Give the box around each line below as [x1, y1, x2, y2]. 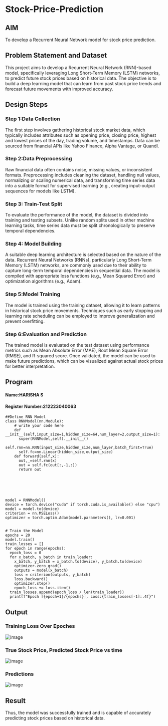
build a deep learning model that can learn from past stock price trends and [5, 80, 161, 86]
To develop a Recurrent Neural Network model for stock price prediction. [5, 37, 156, 43]
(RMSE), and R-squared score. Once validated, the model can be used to [5, 352, 155, 359]
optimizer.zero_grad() [14, 564, 62, 569]
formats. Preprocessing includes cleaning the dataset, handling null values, [5, 172, 160, 178]
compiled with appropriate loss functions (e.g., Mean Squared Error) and [5, 273, 155, 279]
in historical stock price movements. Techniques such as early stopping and [5, 307, 162, 314]
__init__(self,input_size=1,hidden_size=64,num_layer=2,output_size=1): [5, 432, 160, 437]
